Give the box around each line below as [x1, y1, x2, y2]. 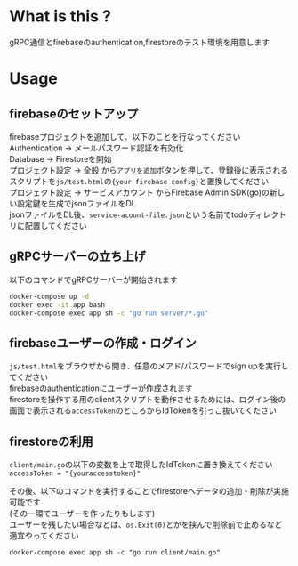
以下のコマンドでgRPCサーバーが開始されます [9, 274, 178, 285]
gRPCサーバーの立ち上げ [9, 249, 146, 264]
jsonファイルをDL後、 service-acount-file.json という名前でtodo [9, 209, 249, 220]
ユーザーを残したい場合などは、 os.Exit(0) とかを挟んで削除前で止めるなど [9, 519, 283, 530]
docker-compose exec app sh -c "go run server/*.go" [9, 309, 209, 318]
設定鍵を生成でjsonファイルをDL [16, 198, 136, 208]
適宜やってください [9, 530, 79, 540]
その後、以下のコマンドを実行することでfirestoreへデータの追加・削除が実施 [9, 486, 289, 496]
